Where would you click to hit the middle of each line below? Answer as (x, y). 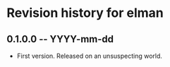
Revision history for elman (85, 13)
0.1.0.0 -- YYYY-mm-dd (60, 39)
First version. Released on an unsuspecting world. (90, 56)
